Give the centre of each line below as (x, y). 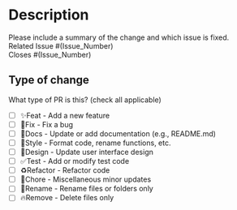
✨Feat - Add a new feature (65, 115)
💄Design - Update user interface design (87, 152)
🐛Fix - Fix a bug (47, 124)
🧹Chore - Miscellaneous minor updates (86, 179)
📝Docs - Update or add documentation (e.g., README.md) (118, 133)
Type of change (49, 80)
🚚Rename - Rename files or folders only (87, 189)
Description (49, 15)
